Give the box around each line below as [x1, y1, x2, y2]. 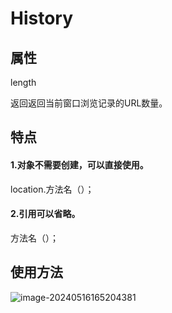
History [10, 7, 74, 30]
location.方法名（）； [10, 183, 95, 195]
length [10, 77, 37, 88]
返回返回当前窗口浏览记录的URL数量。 [10, 97, 168, 109]
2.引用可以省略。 [10, 208, 81, 220]
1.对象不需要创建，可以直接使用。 [10, 158, 149, 171]
